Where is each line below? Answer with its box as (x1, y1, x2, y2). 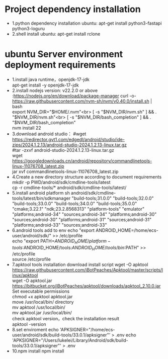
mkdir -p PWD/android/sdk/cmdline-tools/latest (12, 179, 111, 185)
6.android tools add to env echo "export (12, 227, 95, 233)
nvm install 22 (12, 125, 41, 131)
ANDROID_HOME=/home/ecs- (96, 227, 159, 233)
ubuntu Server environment (5, 49, 123, 60)
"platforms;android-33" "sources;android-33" (12, 222, 107, 228)
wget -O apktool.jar (12, 278, 52, 284)
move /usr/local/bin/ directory (12, 299, 74, 305)
